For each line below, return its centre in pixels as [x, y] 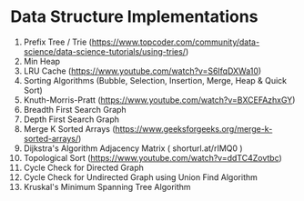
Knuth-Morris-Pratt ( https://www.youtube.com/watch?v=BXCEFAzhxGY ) [159, 100]
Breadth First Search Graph [75, 109]
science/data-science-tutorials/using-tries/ [104, 51]
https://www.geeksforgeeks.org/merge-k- [194, 128]
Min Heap [42, 61]
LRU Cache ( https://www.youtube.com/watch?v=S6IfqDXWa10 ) [142, 71]
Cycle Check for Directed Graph [84, 167]
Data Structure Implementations [134, 17]
